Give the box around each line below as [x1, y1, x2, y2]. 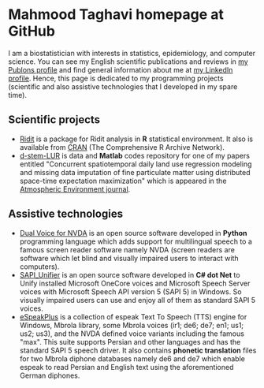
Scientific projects [8, 113, 101, 127]
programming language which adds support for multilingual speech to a [19, 237, 252, 246]
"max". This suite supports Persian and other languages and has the [19, 337, 241, 346]
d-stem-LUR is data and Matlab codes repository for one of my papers [19, 151, 251, 160]
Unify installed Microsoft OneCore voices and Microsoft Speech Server [19, 278, 251, 288]
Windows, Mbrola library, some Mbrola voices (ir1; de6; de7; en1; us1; [19, 320, 244, 330]
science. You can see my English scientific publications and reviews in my [8, 57, 248, 66]
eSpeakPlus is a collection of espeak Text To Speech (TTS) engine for [19, 312, 247, 321]
